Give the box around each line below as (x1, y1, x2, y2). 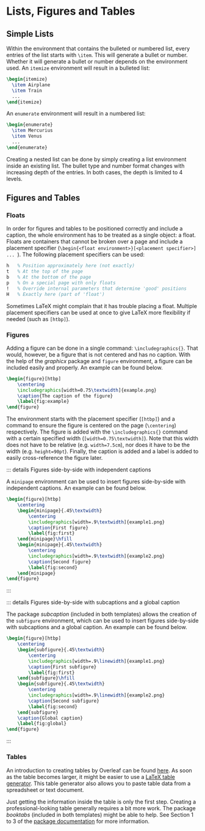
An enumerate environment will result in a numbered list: (6, 110, 146, 117)
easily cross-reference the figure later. (6, 454, 103, 462)
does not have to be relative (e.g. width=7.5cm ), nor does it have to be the (6, 441, 190, 449)
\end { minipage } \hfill (17, 536, 72, 542)
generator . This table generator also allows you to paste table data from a (6, 780, 191, 787)
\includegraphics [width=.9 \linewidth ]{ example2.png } (28, 692, 165, 698)
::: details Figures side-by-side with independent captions (6, 466, 151, 473)
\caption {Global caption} (17, 715, 84, 721)
